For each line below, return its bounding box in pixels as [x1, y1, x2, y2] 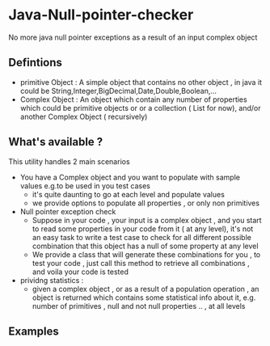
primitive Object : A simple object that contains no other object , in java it [19, 77, 263, 86]
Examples [8, 324, 59, 338]
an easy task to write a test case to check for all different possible [32, 232, 252, 242]
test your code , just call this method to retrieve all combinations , [32, 258, 250, 268]
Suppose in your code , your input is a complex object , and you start [32, 215, 262, 225]
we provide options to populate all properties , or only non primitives [32, 198, 260, 208]
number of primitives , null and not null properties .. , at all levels [32, 301, 246, 310]
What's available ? [8, 135, 103, 149]
